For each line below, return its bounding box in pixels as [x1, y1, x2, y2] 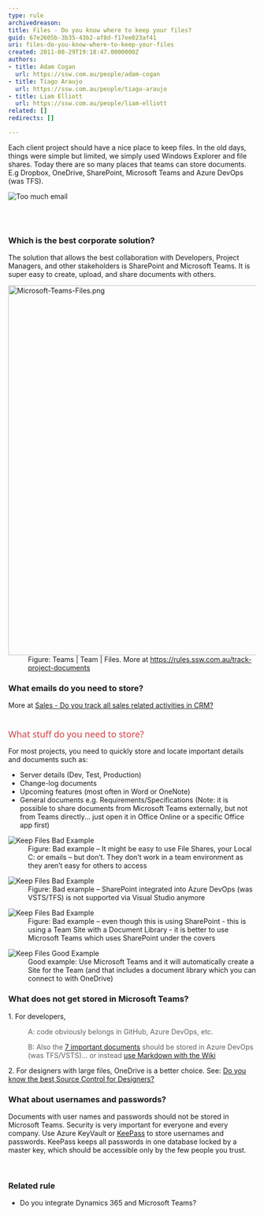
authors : [8, 56, 37, 64]
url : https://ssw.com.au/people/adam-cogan [15, 70, 160, 78]
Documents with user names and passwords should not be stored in [8, 1112, 230, 1121]
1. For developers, [8, 1011, 66, 1021]
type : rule [8, 11, 44, 20]
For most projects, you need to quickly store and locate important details [8, 746, 244, 756]
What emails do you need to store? [8, 683, 144, 694]
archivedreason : [8, 19, 61, 27]
